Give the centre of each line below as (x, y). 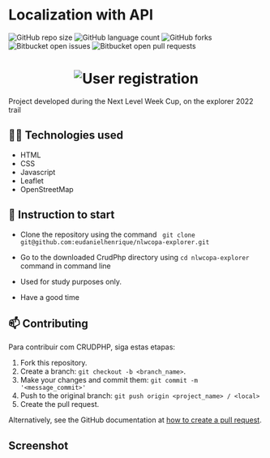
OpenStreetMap (47, 189)
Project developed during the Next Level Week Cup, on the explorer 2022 (131, 101)
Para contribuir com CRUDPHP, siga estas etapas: (92, 347)
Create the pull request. (60, 404)
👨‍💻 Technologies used (66, 135)
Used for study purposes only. (71, 281)
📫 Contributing (49, 323)
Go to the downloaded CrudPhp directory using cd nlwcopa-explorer (135, 257)
